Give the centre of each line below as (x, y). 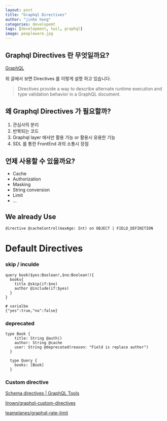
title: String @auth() (38, 339)
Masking (22, 185)
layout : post (19, 10)
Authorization (27, 179)
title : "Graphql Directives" (36, 15)
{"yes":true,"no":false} (31, 311)
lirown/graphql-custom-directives (41, 403)
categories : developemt (30, 24)
